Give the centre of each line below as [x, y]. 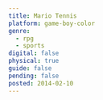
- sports [30, 46]
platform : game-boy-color [51, 23]
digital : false [34, 53]
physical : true [34, 61]
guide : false [30, 69]
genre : [19, 31]
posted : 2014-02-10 [41, 83]
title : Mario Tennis [43, 16]
